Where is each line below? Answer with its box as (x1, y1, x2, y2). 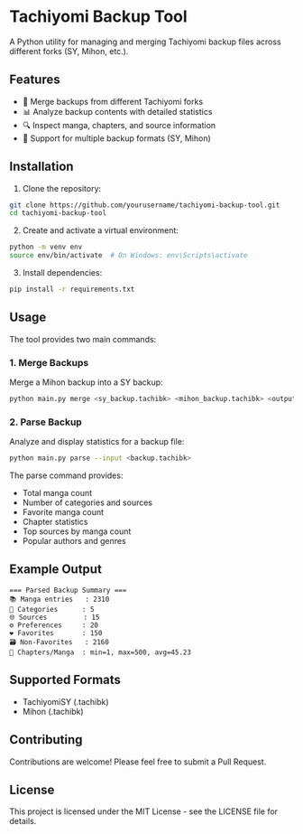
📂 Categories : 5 (9, 604, 95, 614)
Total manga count (22, 488, 93, 499)
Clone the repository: (22, 183, 102, 193)
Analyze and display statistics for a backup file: (9, 436, 185, 447)
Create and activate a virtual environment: (22, 225, 179, 236)
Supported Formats (9, 672, 122, 688)
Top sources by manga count (22, 526, 132, 537)
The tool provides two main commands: (9, 333, 157, 344)
